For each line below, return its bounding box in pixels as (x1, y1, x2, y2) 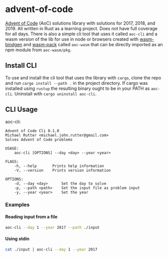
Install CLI (5, 61, 37, 70)
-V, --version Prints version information (14, 168, 111, 173)
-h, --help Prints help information (14, 163, 104, 169)
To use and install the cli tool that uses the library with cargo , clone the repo (5, 74, 161, 81)
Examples (5, 201, 30, 208)
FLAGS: (5, 159, 19, 164)
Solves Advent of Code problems (5, 137, 73, 142)
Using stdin (5, 236, 30, 242)
